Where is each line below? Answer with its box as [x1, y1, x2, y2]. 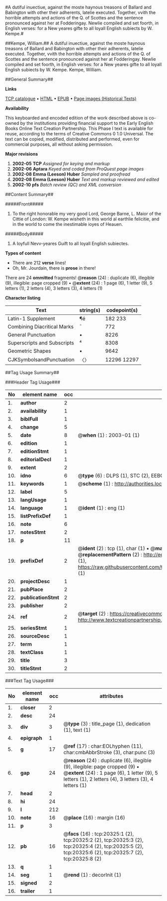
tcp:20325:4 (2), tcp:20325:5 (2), [63, 843, 144, 850]
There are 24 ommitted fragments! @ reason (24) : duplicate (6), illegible [5, 275, 155, 281]
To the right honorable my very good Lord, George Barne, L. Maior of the [12, 211, 162, 216]
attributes [99, 693, 123, 700]
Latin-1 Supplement [7, 315, 56, 322]
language [20, 504, 43, 511]
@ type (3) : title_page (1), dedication [63, 720, 151, 727]
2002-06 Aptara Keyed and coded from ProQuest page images [12, 166, 144, 172]
